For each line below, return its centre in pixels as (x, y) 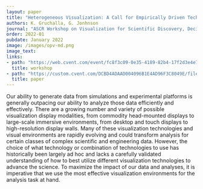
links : (14, 57)
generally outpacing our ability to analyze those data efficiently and (90, 103)
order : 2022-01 (25, 34)
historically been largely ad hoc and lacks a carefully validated (84, 154)
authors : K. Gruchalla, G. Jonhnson (52, 23)
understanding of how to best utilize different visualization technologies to (98, 161)
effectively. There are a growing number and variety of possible (85, 109)
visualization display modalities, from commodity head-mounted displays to (100, 116)
